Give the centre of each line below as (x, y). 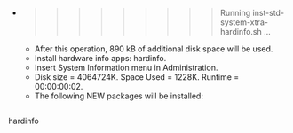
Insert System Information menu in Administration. (126, 67)
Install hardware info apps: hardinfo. (100, 58)
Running (235, 13)
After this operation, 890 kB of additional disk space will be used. (154, 49)
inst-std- (268, 13)
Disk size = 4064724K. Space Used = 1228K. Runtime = (137, 77)
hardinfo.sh (241, 31)
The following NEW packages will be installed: (119, 96)
